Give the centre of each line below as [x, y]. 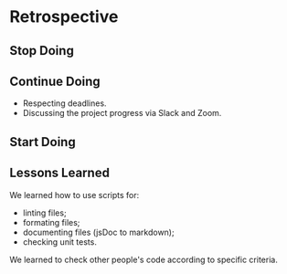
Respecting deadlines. [64, 103]
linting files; [44, 213]
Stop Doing [42, 51]
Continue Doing [55, 81]
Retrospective [64, 17]
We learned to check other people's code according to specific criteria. [144, 259]
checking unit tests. [60, 242]
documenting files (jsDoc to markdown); [99, 232]
